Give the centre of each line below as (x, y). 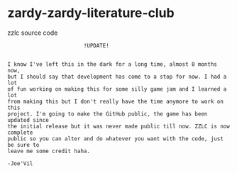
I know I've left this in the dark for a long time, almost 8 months (112, 64)
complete (20, 133)
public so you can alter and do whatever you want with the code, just (115, 139)
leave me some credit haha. (49, 151)
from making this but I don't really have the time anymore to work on (115, 101)
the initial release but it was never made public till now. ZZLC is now (119, 126)
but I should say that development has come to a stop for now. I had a (117, 77)
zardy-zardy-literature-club (91, 13)
